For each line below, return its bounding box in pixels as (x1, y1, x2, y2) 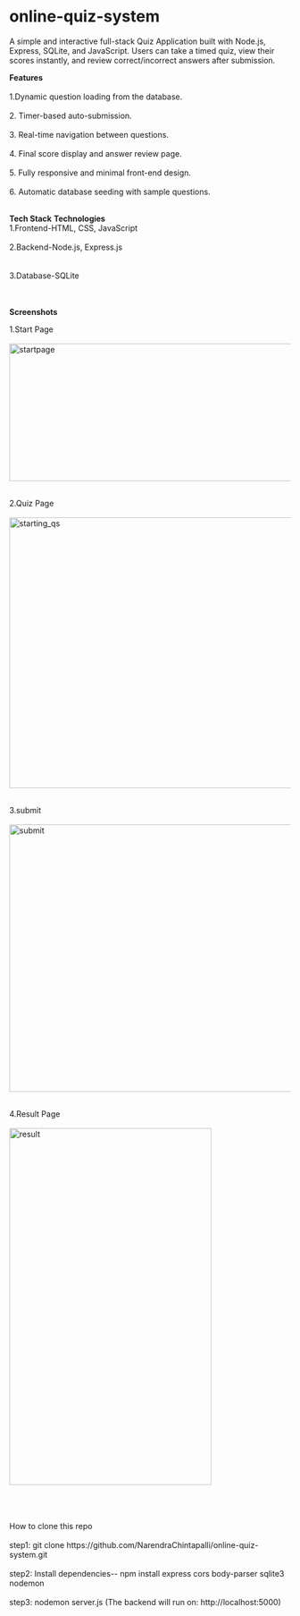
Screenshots (9, 306, 58, 317)
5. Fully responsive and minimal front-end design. (9, 167, 192, 178)
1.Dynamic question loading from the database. (9, 91, 183, 102)
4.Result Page (9, 1108, 61, 1119)
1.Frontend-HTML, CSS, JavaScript (9, 222, 138, 234)
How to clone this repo (9, 1520, 93, 1531)
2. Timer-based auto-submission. (9, 110, 132, 121)
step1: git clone (9, 1539, 65, 1550)
